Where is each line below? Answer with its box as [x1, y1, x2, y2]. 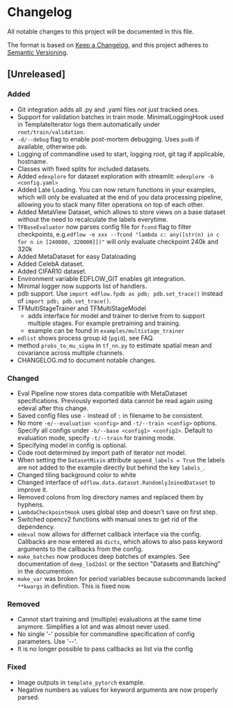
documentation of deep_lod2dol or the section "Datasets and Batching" [17, 559, 221, 568]
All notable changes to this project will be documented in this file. [7, 27, 195, 36]
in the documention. [17, 566, 75, 575]
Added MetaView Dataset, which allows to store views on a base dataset [17, 207, 226, 216]
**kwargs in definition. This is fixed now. [17, 582, 131, 590]
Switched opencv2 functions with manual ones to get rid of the [17, 515, 198, 523]
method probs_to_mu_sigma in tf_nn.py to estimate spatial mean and [17, 341, 212, 349]
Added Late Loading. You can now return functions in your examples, [17, 186, 216, 194]
